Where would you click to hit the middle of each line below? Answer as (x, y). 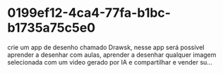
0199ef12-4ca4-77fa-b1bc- (89, 13)
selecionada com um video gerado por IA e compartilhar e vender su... (110, 62)
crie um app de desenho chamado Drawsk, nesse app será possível (106, 47)
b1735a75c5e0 (52, 28)
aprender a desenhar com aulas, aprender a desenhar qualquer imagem (112, 55)
